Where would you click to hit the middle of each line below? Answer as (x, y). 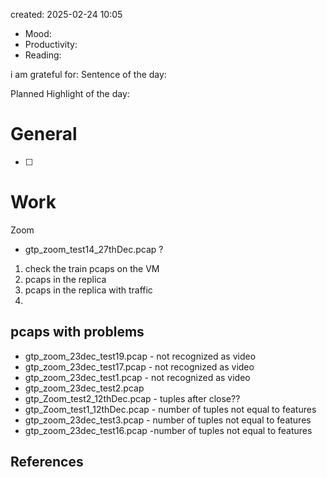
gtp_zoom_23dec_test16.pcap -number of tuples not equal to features (168, 430)
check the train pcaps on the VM (92, 268)
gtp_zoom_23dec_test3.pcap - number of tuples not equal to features (168, 420)
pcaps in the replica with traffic (88, 290)
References (47, 462)
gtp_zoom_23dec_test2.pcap (84, 388)
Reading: (43, 55)
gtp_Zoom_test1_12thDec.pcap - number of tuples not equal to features (170, 409)
